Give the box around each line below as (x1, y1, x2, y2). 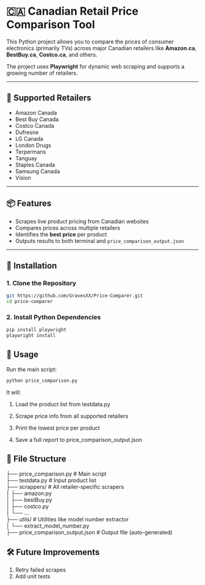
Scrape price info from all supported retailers (15, 412, 129, 420)
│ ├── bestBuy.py (6, 496, 52, 503)
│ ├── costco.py (6, 502, 49, 510)
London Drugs (15, 141, 52, 149)
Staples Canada (15, 161, 56, 168)
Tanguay (15, 154, 38, 162)
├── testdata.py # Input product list (6, 476, 96, 484)
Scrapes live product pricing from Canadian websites (15, 217, 149, 225)
